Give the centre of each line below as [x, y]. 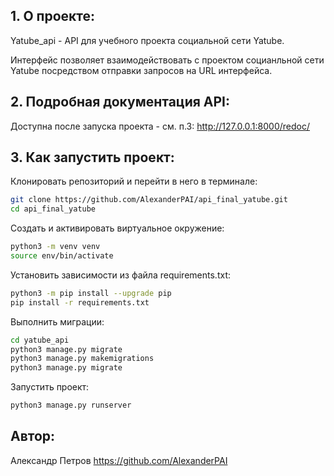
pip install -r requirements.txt [80, 302]
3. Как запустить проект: [92, 157]
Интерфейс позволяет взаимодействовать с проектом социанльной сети [167, 60]
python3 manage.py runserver [71, 405]
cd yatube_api [40, 340]
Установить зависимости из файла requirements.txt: [120, 275]
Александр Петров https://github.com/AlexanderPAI [119, 460]
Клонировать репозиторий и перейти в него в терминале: [134, 181]
